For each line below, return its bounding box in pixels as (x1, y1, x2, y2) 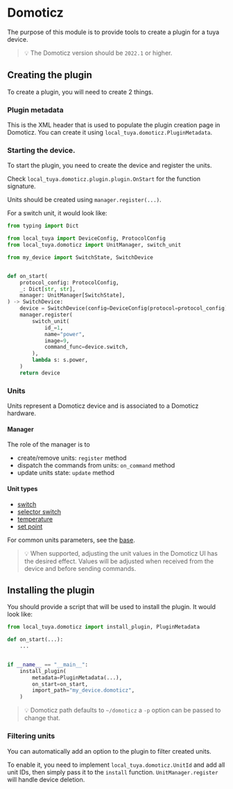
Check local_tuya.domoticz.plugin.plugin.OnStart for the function (7, 175, 201, 183)
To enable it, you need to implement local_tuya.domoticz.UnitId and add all (7, 761, 225, 769)
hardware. (7, 409, 37, 417)
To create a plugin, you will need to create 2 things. (7, 88, 154, 96)
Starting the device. (7, 145, 76, 155)
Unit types (7, 484, 38, 492)
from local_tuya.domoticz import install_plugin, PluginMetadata (7, 624, 200, 631)
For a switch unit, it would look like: (7, 209, 107, 217)
